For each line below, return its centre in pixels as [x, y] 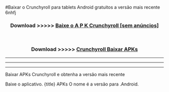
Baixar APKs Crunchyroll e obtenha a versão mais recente [65, 74]
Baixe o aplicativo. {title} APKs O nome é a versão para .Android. [72, 84]
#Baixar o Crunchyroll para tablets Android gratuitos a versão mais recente [82, 7]
